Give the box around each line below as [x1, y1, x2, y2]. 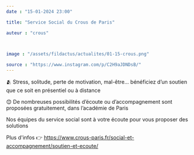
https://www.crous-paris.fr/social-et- [43, 134, 134, 141]
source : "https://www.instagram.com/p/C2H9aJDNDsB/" [6, 62, 142, 68]
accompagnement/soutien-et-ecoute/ [6, 143, 99, 149]
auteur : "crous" [6, 30, 49, 36]
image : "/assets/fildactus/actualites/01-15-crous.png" [6, 51, 150, 57]
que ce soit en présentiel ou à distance [6, 87, 101, 94]
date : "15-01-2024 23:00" [6, 8, 73, 15]
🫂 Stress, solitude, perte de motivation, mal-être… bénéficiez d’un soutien [6, 78, 187, 85]
